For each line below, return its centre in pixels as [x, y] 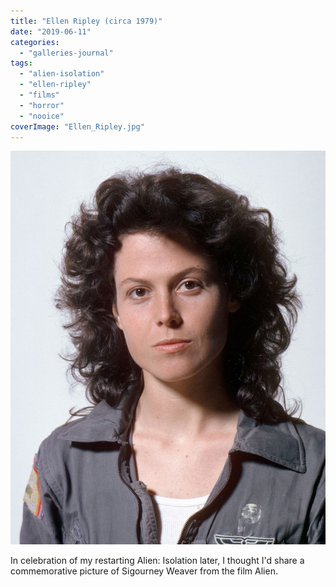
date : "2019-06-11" [51, 31]
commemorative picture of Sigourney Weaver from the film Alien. [144, 571]
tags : [21, 63]
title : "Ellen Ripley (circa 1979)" [86, 21]
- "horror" [42, 105]
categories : [35, 42]
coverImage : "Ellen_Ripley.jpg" [77, 126]
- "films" [39, 95]
